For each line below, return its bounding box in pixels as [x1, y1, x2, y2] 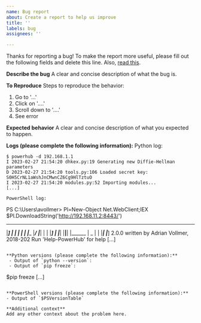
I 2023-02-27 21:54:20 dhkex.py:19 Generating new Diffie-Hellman [6, 159, 175, 165]
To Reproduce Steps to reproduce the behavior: [6, 82, 124, 90]
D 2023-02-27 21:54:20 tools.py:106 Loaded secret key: [6, 170, 148, 176]
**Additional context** [6, 306, 66, 312]
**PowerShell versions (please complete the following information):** [6, 290, 188, 296]
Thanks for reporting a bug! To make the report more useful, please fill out [6, 53, 190, 60]
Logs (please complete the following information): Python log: [6, 142, 163, 149]
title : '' [6, 20, 31, 26]
